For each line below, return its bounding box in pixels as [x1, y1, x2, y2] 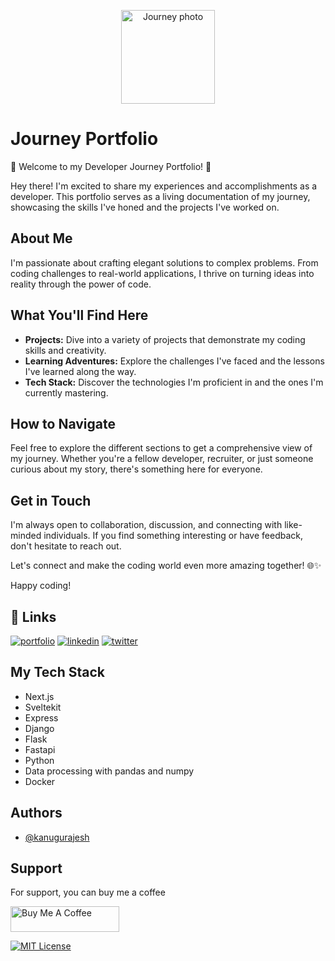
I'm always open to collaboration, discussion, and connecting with [10, 519, 283, 531]
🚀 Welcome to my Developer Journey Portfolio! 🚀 [10, 160, 212, 172]
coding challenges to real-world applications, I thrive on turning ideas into [10, 267, 315, 279]
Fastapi [24, 743, 56, 755]
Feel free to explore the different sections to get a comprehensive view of [10, 442, 313, 454]
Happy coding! [10, 580, 72, 592]
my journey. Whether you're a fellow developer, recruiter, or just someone [10, 453, 314, 465]
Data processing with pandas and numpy [24, 765, 195, 777]
